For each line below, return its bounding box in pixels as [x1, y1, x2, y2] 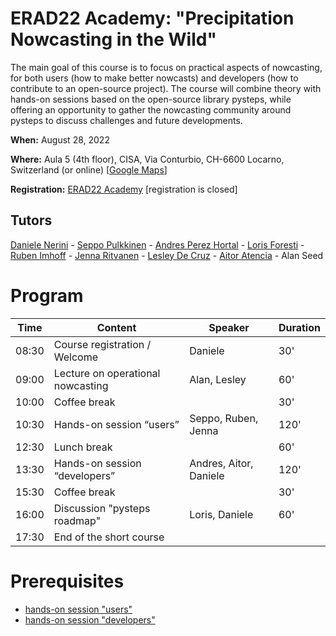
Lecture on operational [53, 366, 161, 380]
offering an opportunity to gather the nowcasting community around [10, 103, 292, 116]
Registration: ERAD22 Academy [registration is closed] [10, 183, 238, 195]
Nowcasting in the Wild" [10, 28, 217, 51]
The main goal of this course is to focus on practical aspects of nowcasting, [10, 61, 323, 73]
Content [96, 320, 137, 334]
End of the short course [53, 530, 165, 544]
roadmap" [53, 513, 102, 527]
